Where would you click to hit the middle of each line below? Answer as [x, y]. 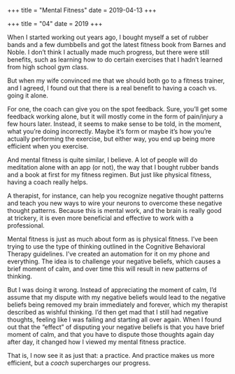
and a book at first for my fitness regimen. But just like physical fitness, [109, 175]
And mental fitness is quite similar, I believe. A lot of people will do [102, 160]
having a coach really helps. [48, 182]
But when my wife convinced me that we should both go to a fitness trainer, [116, 81]
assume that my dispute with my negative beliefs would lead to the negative [116, 297]
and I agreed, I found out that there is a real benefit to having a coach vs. [112, 88]
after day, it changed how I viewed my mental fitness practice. [97, 342]
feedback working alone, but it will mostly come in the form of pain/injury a [115, 116]
